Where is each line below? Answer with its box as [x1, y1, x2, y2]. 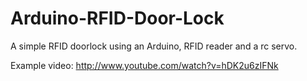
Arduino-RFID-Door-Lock [10, 7, 225, 30]
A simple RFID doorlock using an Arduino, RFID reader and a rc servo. [10, 40, 298, 52]
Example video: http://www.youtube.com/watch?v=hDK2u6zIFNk [10, 59, 279, 71]
